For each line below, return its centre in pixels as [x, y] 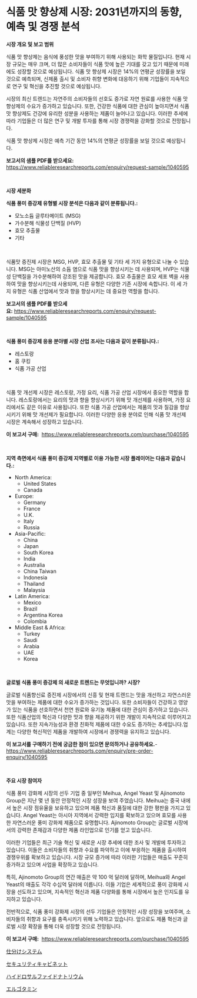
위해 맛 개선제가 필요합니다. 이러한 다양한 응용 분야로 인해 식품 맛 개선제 [104, 414]
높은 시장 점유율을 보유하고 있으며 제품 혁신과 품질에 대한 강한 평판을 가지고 [98, 808]
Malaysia [34, 590]
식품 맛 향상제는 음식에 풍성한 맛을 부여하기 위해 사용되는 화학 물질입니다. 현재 [96, 57]
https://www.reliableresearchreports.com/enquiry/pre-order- [80, 751]
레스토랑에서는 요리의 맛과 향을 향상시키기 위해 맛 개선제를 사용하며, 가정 [102, 399]
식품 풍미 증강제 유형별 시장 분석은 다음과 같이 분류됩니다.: [72, 203]
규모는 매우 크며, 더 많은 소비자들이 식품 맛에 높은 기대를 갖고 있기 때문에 [95, 64]
